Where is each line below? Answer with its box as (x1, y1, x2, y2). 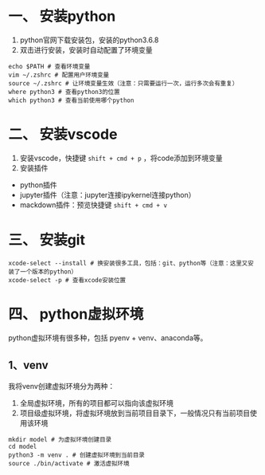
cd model (8, 442, 37, 450)
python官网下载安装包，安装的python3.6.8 (19, 35, 159, 45)
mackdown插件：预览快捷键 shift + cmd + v (19, 200, 168, 210)
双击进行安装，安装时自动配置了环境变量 (19, 45, 153, 54)
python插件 (19, 180, 57, 190)
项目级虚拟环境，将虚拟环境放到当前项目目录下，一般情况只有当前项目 (19, 408, 251, 418)
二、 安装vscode (8, 125, 118, 143)
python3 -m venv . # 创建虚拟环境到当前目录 (8, 451, 145, 459)
